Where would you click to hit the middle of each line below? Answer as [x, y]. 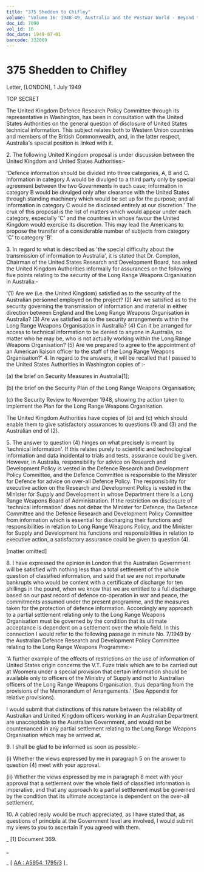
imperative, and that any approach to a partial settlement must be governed [101, 789]
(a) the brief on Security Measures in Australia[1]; [68, 376]
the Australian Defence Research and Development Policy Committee [93, 640]
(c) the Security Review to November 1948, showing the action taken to [95, 399]
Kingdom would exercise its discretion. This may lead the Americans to [95, 224]
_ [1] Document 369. [31, 839]
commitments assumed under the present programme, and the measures [98, 602]
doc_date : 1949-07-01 [34, 35]
